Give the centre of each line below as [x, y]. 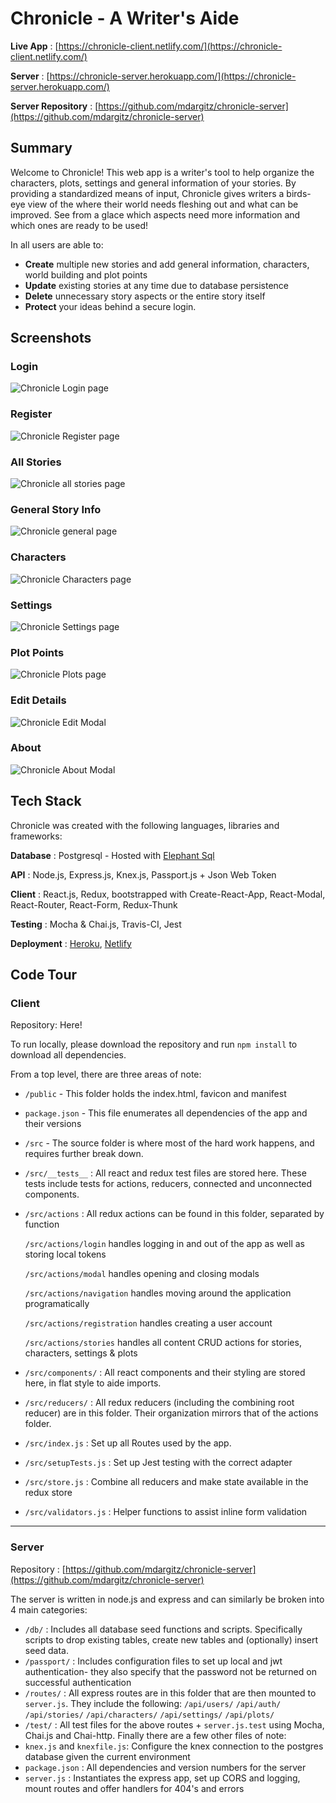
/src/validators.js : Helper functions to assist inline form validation [166, 1512]
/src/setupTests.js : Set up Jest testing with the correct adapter [158, 1463]
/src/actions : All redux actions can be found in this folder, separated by [174, 1214]
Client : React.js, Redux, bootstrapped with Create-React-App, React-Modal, [168, 894]
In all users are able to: [57, 244]
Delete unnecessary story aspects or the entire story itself [145, 296]
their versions [53, 1124]
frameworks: [36, 836]
